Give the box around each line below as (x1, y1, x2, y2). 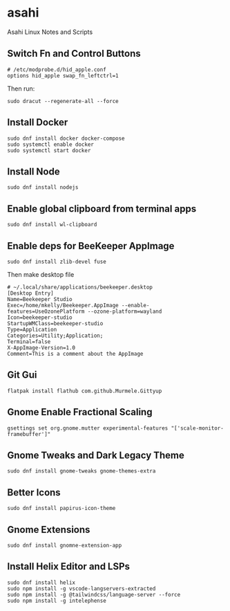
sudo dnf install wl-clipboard (7, 221, 97, 228)
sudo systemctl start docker (7, 147, 91, 154)
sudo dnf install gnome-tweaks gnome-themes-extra (7, 468, 156, 475)
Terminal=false (7, 338, 51, 345)
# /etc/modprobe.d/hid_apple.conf (7, 66, 107, 73)
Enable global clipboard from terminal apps (7, 203, 197, 215)
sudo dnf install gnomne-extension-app (7, 542, 122, 549)
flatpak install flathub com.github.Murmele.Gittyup (7, 387, 162, 394)
